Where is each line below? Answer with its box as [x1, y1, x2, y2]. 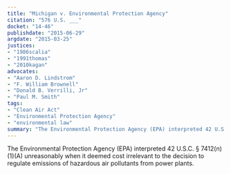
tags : [7, 100, 23, 107]
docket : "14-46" [7, 23, 54, 30]
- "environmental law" [7, 119, 73, 126]
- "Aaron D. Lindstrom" [7, 74, 76, 81]
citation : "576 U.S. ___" [7, 17, 82, 23]
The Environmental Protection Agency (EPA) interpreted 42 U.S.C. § [7, 144, 199, 153]
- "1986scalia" [7, 49, 51, 56]
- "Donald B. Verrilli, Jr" [7, 87, 89, 94]
